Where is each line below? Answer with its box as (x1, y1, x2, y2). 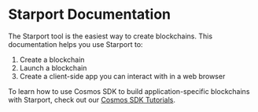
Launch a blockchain (19, 63, 87, 72)
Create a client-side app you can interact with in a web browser (19, 71, 226, 81)
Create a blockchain (19, 55, 85, 64)
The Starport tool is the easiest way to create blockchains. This (8, 31, 213, 41)
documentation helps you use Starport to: (8, 39, 143, 49)
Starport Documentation (8, 5, 171, 23)
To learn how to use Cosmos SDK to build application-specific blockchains (8, 86, 250, 96)
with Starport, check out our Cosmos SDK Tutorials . (8, 95, 175, 104)
